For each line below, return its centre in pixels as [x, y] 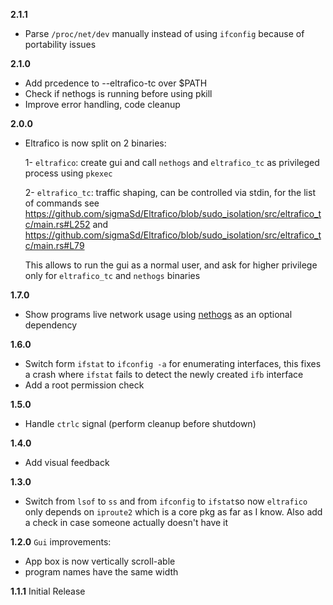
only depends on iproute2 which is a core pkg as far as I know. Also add [173, 512]
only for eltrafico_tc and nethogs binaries [112, 275]
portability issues [60, 44]
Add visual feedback [67, 462]
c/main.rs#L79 [54, 245]
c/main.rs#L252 [57, 224]
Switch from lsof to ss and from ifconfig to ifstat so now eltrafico [166, 501]
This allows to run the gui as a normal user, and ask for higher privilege [171, 265]
